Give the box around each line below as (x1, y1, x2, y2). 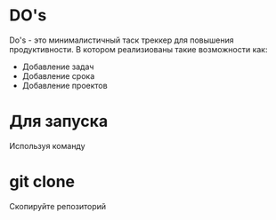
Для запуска (9, 112, 109, 131)
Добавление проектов (21, 80, 109, 90)
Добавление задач (21, 61, 94, 72)
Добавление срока (21, 70, 95, 81)
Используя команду (9, 140, 86, 151)
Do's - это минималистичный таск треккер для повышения (9, 35, 234, 45)
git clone (9, 172, 76, 192)
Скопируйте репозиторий (9, 200, 107, 211)
